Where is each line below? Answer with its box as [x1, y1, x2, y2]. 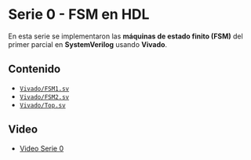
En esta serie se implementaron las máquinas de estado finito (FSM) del [8, 31, 243, 41]
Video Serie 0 [19, 144, 64, 153]
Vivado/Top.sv [19, 101, 66, 109]
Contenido [8, 63, 61, 76]
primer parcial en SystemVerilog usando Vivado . [8, 39, 167, 49]
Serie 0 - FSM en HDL [8, 5, 150, 24]
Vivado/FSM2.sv [19, 93, 70, 101]
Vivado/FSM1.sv [19, 85, 70, 93]
